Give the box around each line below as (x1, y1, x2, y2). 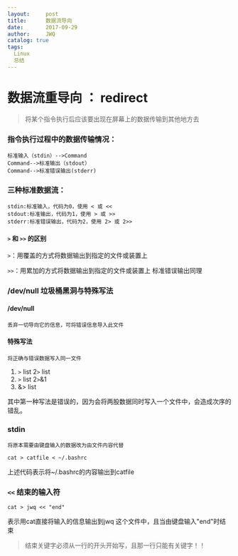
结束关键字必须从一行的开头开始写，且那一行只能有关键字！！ (24, 541, 206, 550)
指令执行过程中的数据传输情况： (7, 134, 117, 144)
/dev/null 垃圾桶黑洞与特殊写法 (7, 286, 114, 296)
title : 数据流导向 (7, 17, 72, 24)
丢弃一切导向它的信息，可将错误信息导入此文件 (7, 321, 124, 329)
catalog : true (7, 37, 50, 44)
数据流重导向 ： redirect (7, 90, 148, 105)
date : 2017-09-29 (7, 24, 78, 31)
